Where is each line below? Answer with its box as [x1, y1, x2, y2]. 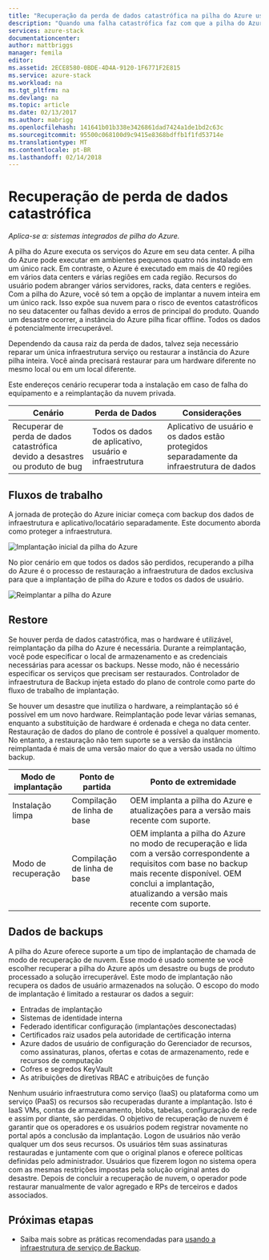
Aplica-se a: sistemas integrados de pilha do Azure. [8, 231, 180, 241]
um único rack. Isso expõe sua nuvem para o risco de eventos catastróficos [8, 298, 259, 308]
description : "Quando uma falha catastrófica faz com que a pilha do [8, 19, 246, 27]
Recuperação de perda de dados [8, 187, 228, 206]
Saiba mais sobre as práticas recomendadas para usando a [19, 1234, 216, 1244]
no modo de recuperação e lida [129, 838, 248, 849]
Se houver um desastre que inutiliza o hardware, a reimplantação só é [8, 701, 239, 711]
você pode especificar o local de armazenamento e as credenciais [8, 651, 228, 661]
